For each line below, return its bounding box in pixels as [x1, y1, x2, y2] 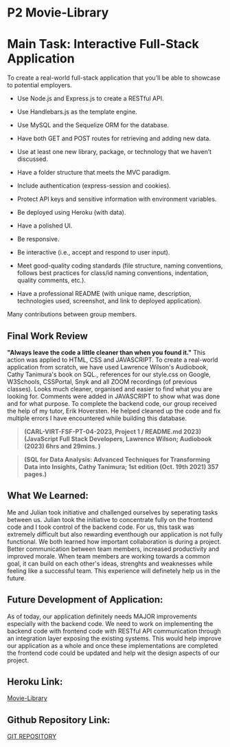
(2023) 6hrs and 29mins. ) [23, 442, 101, 450]
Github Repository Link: [7, 714, 111, 726]
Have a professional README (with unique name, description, [16, 290, 192, 298]
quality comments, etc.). [16, 277, 86, 285]
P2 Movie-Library [7, 5, 109, 21]
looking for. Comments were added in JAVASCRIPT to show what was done [7, 392, 220, 400]
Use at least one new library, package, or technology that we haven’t [16, 148, 211, 156]
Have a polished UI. [16, 221, 73, 230]
